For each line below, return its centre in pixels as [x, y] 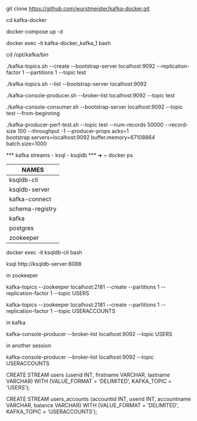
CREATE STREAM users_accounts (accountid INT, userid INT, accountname [99, 399]
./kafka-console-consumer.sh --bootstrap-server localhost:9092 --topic [95, 107]
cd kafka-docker [26, 20]
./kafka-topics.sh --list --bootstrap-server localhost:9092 [77, 84]
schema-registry [33, 209]
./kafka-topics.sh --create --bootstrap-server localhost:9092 [81, 66]
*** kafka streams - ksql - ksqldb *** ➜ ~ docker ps [70, 155]
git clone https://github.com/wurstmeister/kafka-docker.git [78, 9]
